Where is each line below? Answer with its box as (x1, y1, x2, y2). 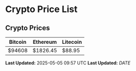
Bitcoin (9, 39, 27, 45)
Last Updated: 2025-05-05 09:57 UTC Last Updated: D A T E (5, 60, 131, 66)
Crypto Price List (5, 4, 78, 15)
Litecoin (61, 39, 82, 45)
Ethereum (32, 39, 57, 45)
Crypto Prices (5, 24, 50, 32)
